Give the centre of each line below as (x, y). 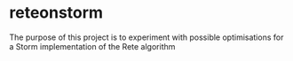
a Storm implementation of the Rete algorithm (92, 46)
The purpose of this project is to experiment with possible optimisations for (146, 37)
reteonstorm (56, 13)
